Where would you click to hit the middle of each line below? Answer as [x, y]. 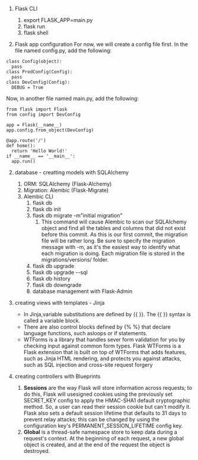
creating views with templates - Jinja [60, 303]
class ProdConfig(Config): [39, 72]
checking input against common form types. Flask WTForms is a [102, 346]
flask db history [52, 278]
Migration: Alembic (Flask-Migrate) [66, 190]
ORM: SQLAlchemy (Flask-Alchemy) [68, 184]
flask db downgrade [57, 285]
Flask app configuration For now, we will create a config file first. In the [101, 44]
